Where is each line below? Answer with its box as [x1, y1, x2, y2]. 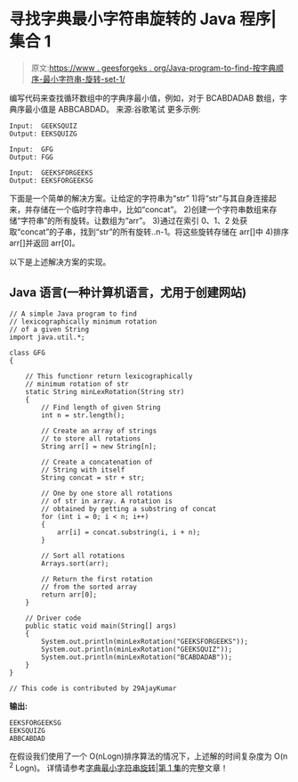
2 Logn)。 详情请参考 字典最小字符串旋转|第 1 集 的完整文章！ [9, 761, 229, 773]
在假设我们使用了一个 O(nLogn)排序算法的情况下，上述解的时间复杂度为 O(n [9, 751, 288, 761]
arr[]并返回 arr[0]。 [9, 237, 80, 248]
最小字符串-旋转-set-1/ [43, 73, 126, 84]
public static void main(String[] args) [25, 621, 177, 630]
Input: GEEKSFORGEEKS [9, 168, 93, 177]
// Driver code [25, 613, 82, 622]
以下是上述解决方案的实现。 [9, 256, 111, 267]
